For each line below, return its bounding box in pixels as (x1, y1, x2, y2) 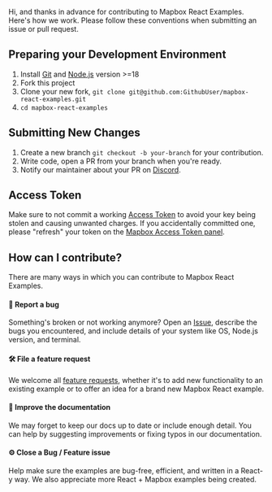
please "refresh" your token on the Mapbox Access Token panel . (8, 227, 225, 237)
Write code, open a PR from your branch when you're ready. (19, 156, 222, 166)
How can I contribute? (8, 250, 123, 264)
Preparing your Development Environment (8, 48, 227, 62)
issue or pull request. (8, 24, 79, 33)
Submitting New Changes (8, 126, 140, 140)
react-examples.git (19, 95, 87, 103)
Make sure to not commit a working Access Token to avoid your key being (8, 210, 256, 220)
